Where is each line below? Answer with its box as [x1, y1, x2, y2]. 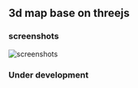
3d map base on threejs [8, 6, 130, 20]
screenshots [8, 31, 59, 42]
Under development [8, 69, 89, 80]
